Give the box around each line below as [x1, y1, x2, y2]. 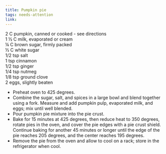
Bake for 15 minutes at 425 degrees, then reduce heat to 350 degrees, [12, 116, 160, 122]
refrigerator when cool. [12, 143, 61, 149]
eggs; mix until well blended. [12, 105, 73, 112]
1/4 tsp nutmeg [5, 69, 37, 75]
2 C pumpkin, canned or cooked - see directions [5, 31, 107, 37]
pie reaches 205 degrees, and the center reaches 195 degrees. [12, 133, 145, 139]
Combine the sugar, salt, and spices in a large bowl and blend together [12, 95, 161, 101]
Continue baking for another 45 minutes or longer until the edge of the [12, 127, 160, 133]
